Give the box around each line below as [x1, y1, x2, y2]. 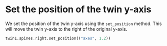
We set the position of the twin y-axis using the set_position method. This [5, 20, 162, 27]
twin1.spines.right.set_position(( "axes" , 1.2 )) [5, 36, 111, 41]
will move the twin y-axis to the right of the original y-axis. [5, 26, 128, 32]
